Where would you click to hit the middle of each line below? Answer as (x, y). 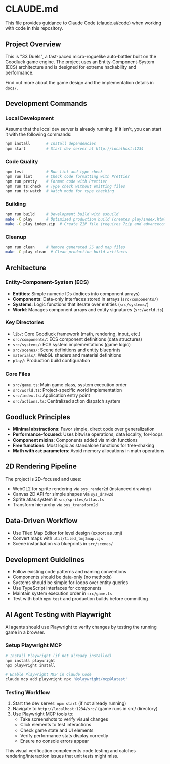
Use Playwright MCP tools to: (43, 714)
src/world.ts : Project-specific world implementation (67, 390)
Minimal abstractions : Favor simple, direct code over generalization (84, 429)
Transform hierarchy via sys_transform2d (55, 504)
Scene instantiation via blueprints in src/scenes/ (63, 543)
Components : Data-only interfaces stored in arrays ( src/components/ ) (85, 299)
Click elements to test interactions (56, 725)
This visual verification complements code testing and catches (70, 751)
